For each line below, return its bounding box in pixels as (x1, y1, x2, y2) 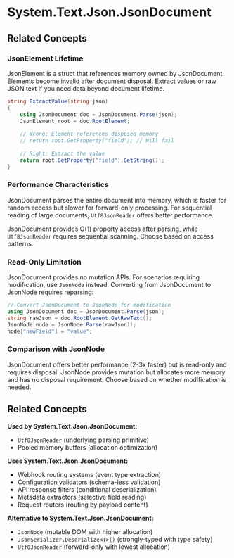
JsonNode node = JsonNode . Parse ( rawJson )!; (7, 321, 137, 328)
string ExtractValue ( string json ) (7, 98, 109, 105)
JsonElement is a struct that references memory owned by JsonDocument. (7, 69, 225, 77)
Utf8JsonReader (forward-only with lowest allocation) (17, 543, 171, 551)
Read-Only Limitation (7, 257, 82, 267)
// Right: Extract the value (20, 150, 105, 157)
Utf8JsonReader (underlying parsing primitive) (17, 436, 150, 444)
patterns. (7, 239, 34, 248)
